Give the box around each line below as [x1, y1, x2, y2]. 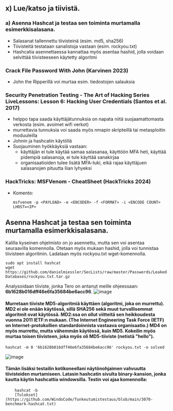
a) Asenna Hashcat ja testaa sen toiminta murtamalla [5, 20, 141, 27]
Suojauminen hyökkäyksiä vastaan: [12, 144, 88, 150]
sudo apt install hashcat [5, 261, 61, 266]
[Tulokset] [14, 392, 38, 398]
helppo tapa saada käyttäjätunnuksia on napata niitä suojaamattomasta [12, 116, 164, 122]
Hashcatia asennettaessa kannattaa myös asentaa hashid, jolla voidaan [12, 48, 164, 55]
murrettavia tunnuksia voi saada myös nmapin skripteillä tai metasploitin [12, 127, 166, 133]
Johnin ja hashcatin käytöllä [12, 138, 72, 144]
